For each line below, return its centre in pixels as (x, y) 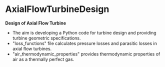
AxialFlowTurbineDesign (57, 9)
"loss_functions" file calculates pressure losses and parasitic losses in (85, 43)
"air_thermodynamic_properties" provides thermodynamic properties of (86, 54)
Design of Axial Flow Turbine (36, 23)
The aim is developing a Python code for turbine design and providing (84, 32)
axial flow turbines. (32, 48)
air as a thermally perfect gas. (43, 59)
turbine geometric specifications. (46, 38)
